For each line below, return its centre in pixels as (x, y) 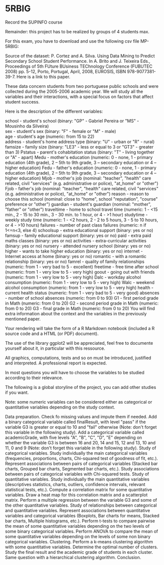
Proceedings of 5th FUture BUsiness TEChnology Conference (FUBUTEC (79, 66)
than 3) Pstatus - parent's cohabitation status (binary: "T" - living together (80, 152)
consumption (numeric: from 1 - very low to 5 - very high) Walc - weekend (80, 282)
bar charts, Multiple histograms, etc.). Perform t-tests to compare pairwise (80, 521)
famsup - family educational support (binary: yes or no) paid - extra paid (78, 235)
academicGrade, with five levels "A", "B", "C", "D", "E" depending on (74, 437)
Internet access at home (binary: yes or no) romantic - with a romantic (76, 256)
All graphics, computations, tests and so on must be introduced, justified (78, 358)
